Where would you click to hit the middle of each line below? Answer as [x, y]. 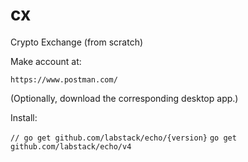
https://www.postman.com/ [64, 79]
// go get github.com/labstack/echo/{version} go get [123, 138]
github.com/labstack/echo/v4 [71, 146]
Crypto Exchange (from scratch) [77, 42]
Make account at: [46, 61]
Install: [24, 117]
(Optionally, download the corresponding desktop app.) [124, 98]
